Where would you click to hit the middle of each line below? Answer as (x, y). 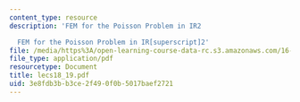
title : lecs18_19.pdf (50, 76)
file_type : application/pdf (62, 59)
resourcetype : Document (54, 67)
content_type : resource (54, 17)
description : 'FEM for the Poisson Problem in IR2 (105, 26)
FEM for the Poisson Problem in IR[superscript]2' (113, 42)
